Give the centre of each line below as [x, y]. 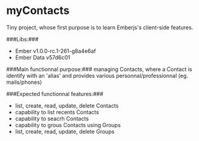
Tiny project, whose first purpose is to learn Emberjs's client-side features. [100, 27]
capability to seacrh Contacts [52, 119]
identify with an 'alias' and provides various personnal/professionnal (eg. [97, 75]
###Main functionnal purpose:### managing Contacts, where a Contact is [99, 69]
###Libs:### [22, 39]
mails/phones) [24, 82]
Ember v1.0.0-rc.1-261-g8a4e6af [55, 51]
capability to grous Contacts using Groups [68, 125]
